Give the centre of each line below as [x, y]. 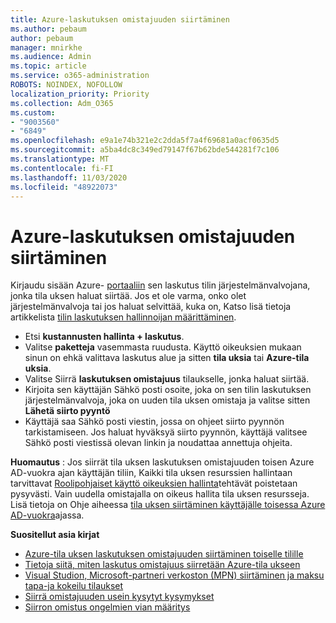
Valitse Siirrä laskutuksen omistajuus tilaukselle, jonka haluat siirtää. [167, 379]
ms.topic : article [48, 66]
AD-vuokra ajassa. [47, 515]
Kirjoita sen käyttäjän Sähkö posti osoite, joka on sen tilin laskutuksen [168, 390]
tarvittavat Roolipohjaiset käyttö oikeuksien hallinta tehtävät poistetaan [154, 483]
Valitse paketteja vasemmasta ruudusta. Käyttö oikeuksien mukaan [163, 347]
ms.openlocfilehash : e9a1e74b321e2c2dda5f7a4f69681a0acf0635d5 [145, 141]
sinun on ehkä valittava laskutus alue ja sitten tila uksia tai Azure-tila [167, 358]
